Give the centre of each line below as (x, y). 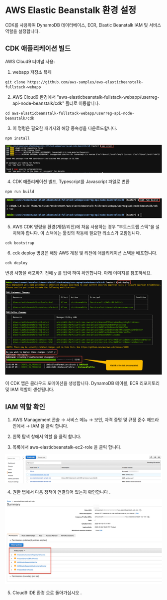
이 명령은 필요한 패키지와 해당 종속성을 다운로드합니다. (65, 128)
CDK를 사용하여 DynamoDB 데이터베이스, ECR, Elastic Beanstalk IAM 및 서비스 (83, 25)
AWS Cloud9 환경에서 (34, 97)
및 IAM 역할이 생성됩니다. (30, 390)
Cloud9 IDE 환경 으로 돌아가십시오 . (47, 593)
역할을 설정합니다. (23, 31)
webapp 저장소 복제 (32, 72)
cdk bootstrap (20, 243)
